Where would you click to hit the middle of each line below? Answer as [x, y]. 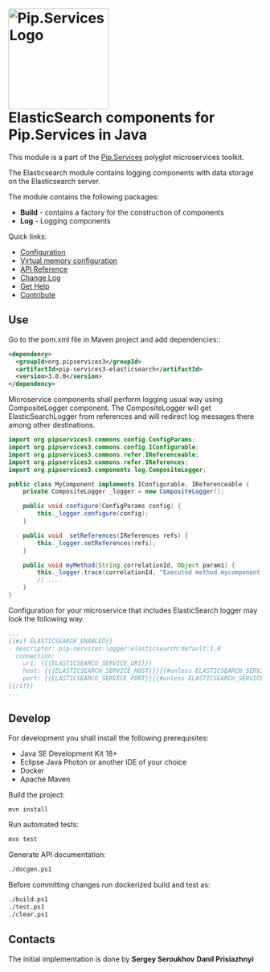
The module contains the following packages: [84, 196]
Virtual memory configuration [69, 260]
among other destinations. [52, 425]
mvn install [28, 809]
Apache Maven [45, 779]
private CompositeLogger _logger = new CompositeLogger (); [124, 492]
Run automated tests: [43, 825]
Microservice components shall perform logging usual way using [116, 400]
